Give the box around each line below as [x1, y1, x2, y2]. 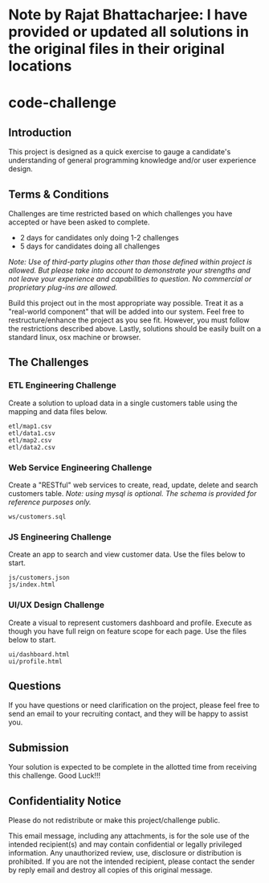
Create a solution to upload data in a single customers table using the [8, 398, 238, 408]
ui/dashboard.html [8, 650, 70, 659]
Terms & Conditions [8, 187, 110, 201]
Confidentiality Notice [8, 794, 122, 807]
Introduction [8, 125, 72, 139]
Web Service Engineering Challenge [8, 462, 153, 473]
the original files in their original [8, 40, 225, 58]
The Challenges [8, 355, 89, 369]
